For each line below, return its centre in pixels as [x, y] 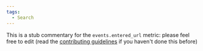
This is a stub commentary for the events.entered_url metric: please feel [98, 35]
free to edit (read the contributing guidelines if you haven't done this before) [102, 41]
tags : [13, 12]
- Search [23, 18]
